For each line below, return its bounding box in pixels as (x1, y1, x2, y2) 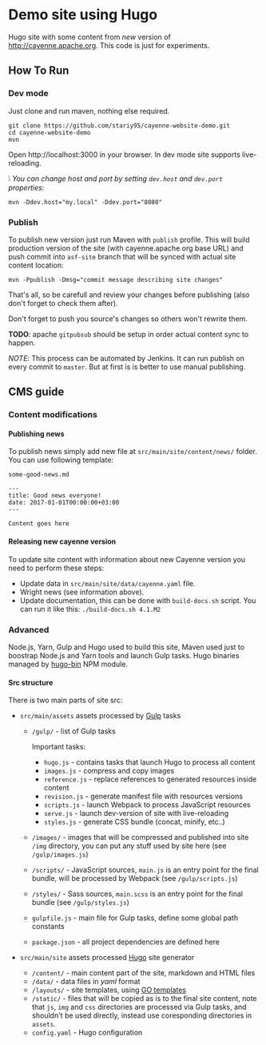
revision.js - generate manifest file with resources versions (43, 791, 244, 802)
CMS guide (8, 385, 65, 399)
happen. (8, 338, 36, 348)
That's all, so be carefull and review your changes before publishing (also (8, 290, 250, 299)
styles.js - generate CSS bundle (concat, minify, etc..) (43, 817, 225, 826)
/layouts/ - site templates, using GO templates (31, 985, 186, 995)
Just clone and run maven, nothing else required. (8, 106, 170, 115)
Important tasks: (31, 742, 86, 752)
